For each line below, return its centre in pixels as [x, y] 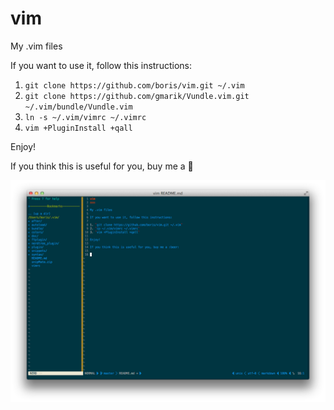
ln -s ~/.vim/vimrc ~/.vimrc [85, 117]
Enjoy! [23, 146]
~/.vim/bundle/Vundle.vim [78, 107]
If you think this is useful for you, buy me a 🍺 [102, 166]
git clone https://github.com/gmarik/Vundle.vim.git [137, 96]
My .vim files [36, 46]
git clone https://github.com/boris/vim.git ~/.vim [134, 85]
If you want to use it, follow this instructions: [101, 65]
